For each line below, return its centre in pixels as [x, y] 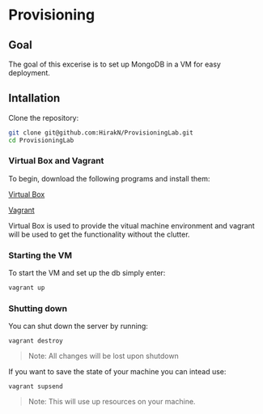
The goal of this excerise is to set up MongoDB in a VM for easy [115, 64]
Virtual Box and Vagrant [56, 161]
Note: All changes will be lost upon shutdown [104, 356]
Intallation [34, 98]
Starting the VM [40, 255]
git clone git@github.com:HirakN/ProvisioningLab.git [101, 132]
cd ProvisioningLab [41, 140]
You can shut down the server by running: [78, 327]
